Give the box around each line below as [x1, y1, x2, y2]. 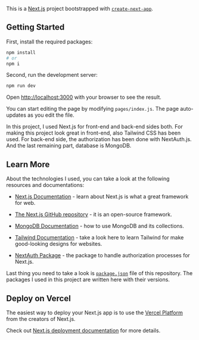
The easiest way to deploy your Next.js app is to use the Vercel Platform [6, 309, 184, 316]
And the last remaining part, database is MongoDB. [6, 142, 132, 149]
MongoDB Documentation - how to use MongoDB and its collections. [14, 223, 185, 230]
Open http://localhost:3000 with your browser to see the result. [6, 93, 162, 101]
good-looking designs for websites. [14, 241, 102, 248]
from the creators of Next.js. [6, 315, 76, 322]
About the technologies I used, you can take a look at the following [6, 175, 170, 182]
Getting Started [6, 22, 65, 32]
